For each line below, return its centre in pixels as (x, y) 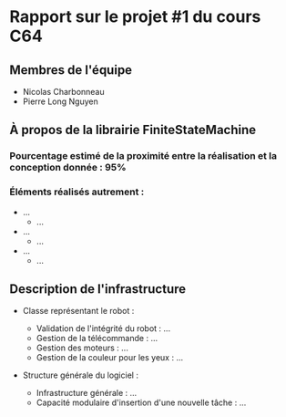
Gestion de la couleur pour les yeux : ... (110, 358)
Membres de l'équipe (71, 70)
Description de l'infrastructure (98, 289)
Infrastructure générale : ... (87, 393)
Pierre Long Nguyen (60, 101)
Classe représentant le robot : (78, 311)
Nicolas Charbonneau (63, 92)
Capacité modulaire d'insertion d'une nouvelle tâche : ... (141, 402)
